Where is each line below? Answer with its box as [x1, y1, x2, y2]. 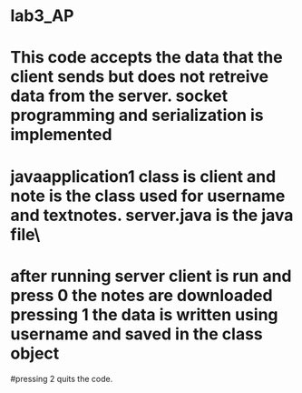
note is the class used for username [10, 186, 286, 206]
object [10, 343, 60, 364]
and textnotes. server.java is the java [10, 205, 294, 226]
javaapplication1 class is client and [10, 166, 277, 186]
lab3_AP [10, 5, 74, 26]
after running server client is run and [10, 266, 293, 287]
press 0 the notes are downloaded [10, 285, 273, 306]
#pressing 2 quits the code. [10, 373, 113, 384]
